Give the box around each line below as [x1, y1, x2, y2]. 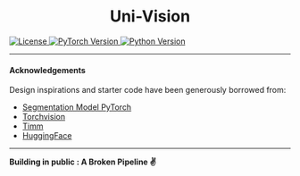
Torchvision [21, 112, 65, 122]
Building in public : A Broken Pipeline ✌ [9, 156, 156, 167]
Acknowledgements [9, 64, 87, 75]
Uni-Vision [110, 6, 190, 27]
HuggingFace [21, 130, 72, 141]
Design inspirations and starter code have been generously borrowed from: [9, 85, 287, 96]
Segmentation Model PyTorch [21, 102, 132, 113]
